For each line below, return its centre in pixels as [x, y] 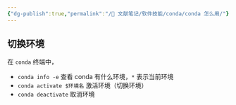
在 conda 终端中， [32, 62]
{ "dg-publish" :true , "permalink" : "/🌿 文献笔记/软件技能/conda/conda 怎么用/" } [118, 14]
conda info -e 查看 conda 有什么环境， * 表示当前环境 [95, 77]
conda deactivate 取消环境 [56, 94]
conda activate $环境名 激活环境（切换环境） [82, 85]
